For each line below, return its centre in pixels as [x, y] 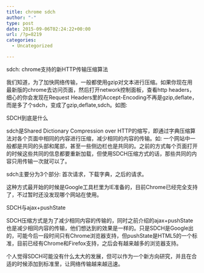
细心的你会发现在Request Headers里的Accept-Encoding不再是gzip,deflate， [102, 97]
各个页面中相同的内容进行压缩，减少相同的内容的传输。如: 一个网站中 [103, 138]
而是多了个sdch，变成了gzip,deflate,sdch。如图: [67, 105]
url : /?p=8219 [24, 35]
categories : [21, 40]
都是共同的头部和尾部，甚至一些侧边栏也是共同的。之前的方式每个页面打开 [104, 146]
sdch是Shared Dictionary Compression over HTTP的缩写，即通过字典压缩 [98, 131]
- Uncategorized [32, 46]
